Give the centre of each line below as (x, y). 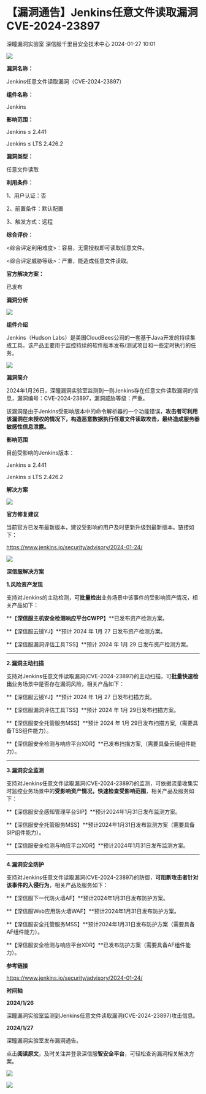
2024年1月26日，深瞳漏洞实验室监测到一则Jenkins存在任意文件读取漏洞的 (100, 390)
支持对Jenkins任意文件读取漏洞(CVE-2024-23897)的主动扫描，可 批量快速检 (102, 676)
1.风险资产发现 (25, 584)
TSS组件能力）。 (32, 730)
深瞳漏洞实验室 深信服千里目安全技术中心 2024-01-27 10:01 (81, 44)
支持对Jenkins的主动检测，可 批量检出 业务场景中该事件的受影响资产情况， (100, 597)
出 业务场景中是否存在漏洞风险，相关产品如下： (65, 684)
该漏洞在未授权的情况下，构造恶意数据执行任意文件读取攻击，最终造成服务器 (103, 419)
